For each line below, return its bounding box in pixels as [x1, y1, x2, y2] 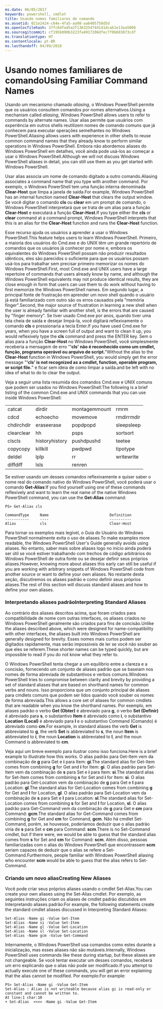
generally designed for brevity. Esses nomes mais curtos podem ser [5, 636, 142, 642]
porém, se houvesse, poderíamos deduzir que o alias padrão [28, 821, 150, 827]
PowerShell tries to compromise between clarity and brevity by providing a [5, 676, 155, 682]
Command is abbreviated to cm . [5, 739, 70, 745]
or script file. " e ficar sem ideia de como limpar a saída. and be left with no [5, 365, 155, 370]
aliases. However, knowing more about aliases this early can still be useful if [5, 560, 157, 567]
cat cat [7, 406, 22, 412]
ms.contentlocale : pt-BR [5, 39, 55, 44]
